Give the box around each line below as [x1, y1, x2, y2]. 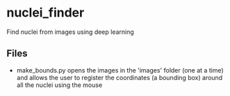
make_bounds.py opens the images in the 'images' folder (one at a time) [16, 66, 224, 74]
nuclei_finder [6, 5, 85, 21]
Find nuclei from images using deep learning [6, 28, 135, 36]
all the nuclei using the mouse [16, 81, 103, 89]
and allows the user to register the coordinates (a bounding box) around [16, 73, 223, 81]
